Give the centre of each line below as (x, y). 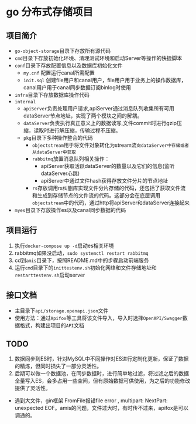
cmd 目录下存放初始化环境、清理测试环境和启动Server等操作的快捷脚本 (98, 58)
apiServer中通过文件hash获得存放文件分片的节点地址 (104, 181)
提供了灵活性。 (32, 388)
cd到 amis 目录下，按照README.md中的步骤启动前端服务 (82, 260)
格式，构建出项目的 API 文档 (52, 325)
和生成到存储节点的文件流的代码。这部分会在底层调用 (96, 195)
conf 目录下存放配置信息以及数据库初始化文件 (68, 65)
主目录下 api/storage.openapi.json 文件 (61, 310)
